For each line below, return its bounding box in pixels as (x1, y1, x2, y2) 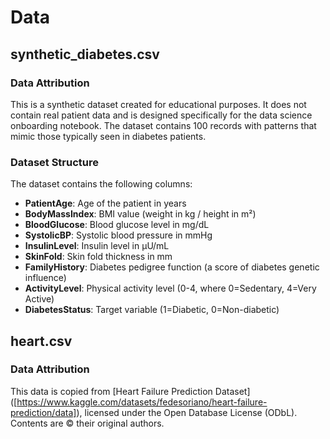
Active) (24, 293, 55, 305)
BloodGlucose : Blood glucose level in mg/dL (24, 219, 210, 231)
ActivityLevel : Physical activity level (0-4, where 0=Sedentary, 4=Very (24, 282, 317, 295)
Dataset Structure (10, 155, 100, 169)
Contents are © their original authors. (10, 417, 165, 429)
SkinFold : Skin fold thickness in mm (24, 251, 173, 263)
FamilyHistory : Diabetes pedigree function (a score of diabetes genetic (24, 261, 320, 273)
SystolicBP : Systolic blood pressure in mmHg (24, 229, 213, 241)
